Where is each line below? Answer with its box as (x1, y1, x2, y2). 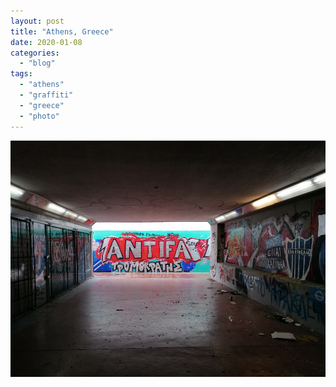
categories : (10, 48, 60, 58)
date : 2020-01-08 (10, 37, 83, 47)
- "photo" (19, 111, 60, 121)
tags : (10, 69, 33, 79)
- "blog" (19, 58, 56, 69)
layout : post (10, 16, 65, 26)
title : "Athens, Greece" (10, 26, 114, 37)
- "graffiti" (19, 90, 74, 100)
